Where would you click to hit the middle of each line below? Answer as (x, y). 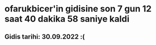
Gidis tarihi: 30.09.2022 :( (45, 37)
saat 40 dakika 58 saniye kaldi (67, 19)
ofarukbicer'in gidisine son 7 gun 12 (78, 9)
